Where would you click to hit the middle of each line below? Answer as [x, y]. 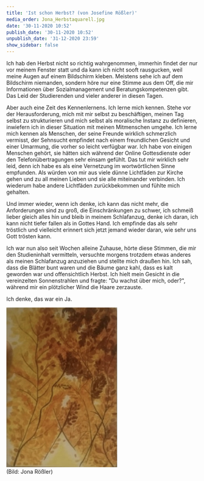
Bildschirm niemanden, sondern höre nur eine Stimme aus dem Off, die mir [100, 83]
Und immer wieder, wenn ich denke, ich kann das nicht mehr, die [87, 204]
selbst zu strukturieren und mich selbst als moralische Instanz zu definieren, [102, 120]
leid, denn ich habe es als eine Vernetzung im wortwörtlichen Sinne [91, 166]
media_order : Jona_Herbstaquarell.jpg [55, 19]
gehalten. [18, 192]
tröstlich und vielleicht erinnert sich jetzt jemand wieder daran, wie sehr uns [101, 230]
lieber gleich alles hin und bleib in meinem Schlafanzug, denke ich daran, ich [102, 217]
